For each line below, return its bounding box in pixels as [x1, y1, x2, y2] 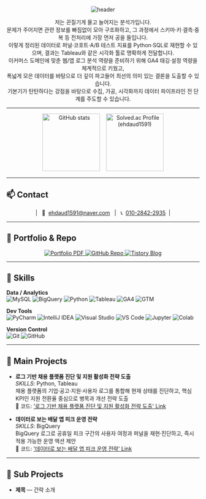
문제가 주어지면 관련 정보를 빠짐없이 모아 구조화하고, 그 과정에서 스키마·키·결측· [6, 26, 195, 33]
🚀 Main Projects [6, 356, 67, 366]
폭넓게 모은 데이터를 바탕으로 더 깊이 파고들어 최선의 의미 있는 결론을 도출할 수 [7, 72, 193, 79]
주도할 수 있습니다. [86, 95, 131, 103]
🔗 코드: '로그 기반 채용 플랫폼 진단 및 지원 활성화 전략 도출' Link [15, 403, 167, 410]
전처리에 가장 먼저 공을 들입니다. [71, 34, 148, 41]
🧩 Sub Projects [6, 469, 64, 479]
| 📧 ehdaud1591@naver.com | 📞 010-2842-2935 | [36, 209, 170, 216]
